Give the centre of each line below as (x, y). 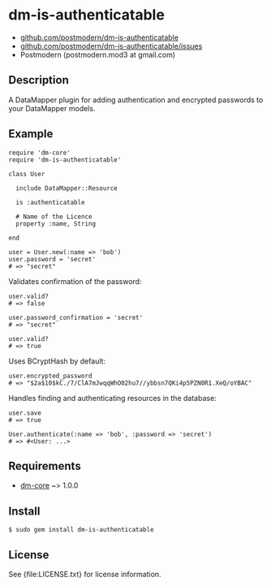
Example (31, 134)
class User (27, 174)
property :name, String (56, 224)
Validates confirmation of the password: (75, 281)
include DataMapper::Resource (67, 188)
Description (39, 80)
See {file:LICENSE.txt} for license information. (85, 574)
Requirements (45, 465)
